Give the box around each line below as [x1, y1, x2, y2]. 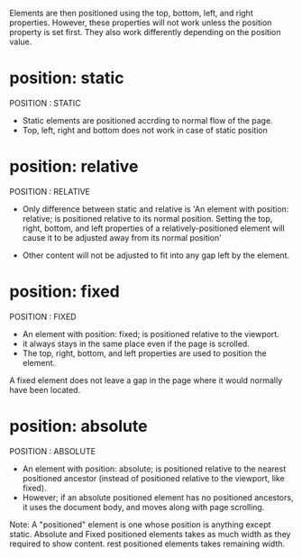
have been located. [9, 384, 81, 395]
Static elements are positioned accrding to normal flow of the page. [22, 114, 273, 125]
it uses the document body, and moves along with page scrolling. [22, 501, 265, 512]
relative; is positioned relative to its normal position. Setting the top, [22, 213, 273, 224]
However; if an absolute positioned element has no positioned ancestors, [22, 491, 294, 503]
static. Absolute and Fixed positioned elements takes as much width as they [9, 528, 291, 539]
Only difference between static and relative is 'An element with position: [22, 203, 289, 215]
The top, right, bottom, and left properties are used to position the [22, 347, 267, 359]
